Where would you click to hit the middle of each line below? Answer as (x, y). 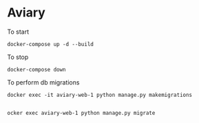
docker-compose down (37, 69)
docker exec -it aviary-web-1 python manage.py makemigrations (100, 95)
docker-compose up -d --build (51, 44)
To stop (18, 57)
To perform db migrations (43, 82)
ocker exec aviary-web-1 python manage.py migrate (81, 113)
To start (18, 32)
